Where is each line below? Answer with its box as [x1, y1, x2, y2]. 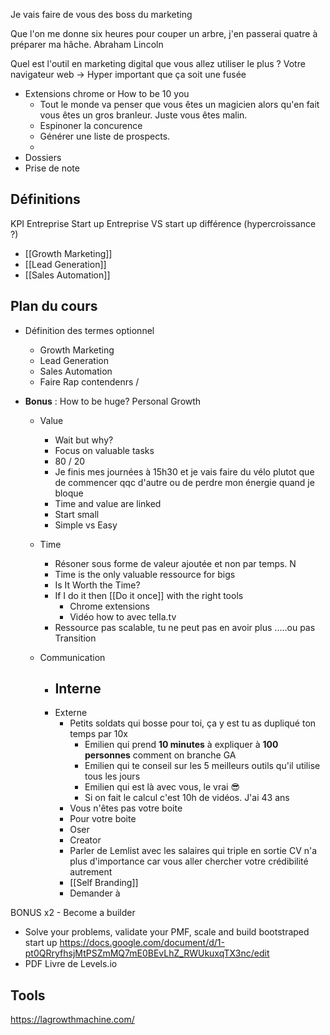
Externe [54, 707, 88, 719]
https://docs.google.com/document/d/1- [59, 937, 225, 949]
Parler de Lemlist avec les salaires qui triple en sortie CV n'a [69, 845, 318, 857]
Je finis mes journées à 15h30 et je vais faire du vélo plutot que [54, 465, 315, 478]
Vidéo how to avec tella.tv [69, 610, 177, 623]
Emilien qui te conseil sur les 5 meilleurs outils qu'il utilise [84, 760, 321, 772]
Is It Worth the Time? [54, 579, 141, 591]
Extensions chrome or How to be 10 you [24, 88, 190, 99]
